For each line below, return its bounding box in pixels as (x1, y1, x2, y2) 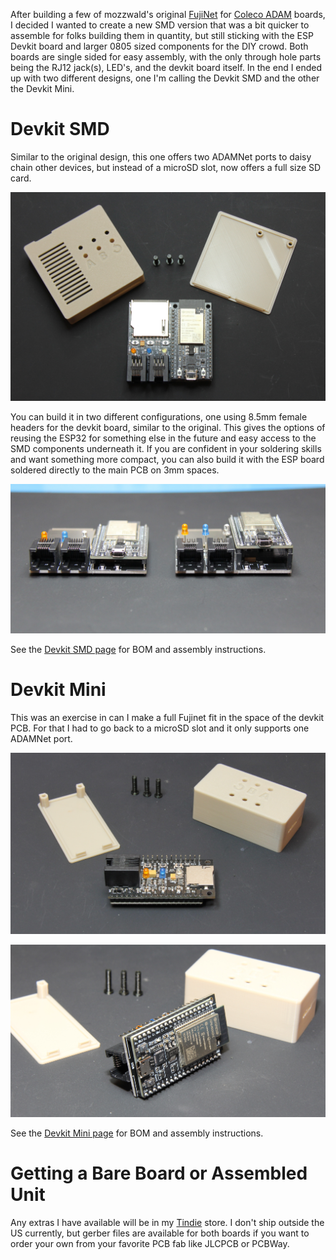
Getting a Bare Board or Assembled (10, 1162, 308, 1184)
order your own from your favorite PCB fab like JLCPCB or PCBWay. (10, 1237, 290, 1249)
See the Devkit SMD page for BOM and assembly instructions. (10, 643, 267, 655)
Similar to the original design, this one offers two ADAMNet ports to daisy (10, 150, 312, 163)
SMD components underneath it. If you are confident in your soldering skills (10, 442, 322, 454)
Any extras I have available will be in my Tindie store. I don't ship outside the (10, 1216, 325, 1228)
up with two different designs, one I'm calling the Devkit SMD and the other (10, 72, 320, 84)
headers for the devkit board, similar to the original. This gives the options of (10, 421, 326, 433)
